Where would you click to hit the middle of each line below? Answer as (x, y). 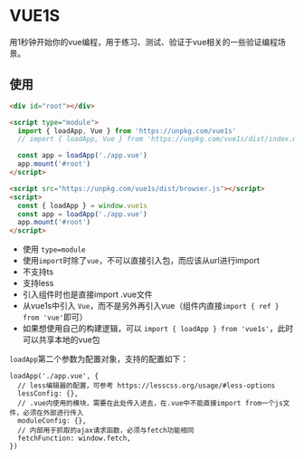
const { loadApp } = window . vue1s (82, 206)
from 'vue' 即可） (55, 317)
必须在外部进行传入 (53, 413)
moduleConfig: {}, (52, 421)
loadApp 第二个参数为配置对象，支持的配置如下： (99, 359)
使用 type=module (54, 249)
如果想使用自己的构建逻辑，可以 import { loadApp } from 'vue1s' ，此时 (158, 329)
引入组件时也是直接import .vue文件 (87, 294)
